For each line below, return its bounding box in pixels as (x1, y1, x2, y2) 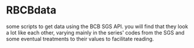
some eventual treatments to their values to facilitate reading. (6, 35, 154, 42)
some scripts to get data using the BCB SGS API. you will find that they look (6, 23, 189, 30)
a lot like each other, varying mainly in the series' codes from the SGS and (6, 29, 185, 36)
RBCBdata (6, 4, 57, 17)
